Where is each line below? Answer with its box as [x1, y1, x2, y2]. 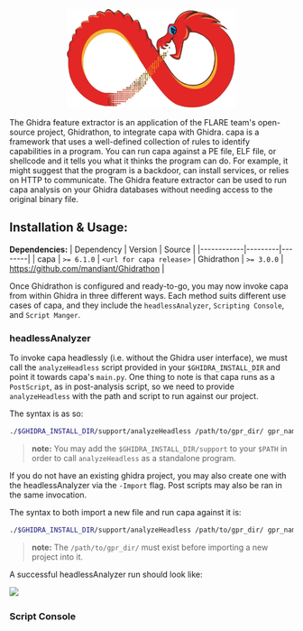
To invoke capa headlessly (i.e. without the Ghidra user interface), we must [9, 352, 289, 364]
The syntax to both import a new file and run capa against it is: [9, 506, 242, 517]
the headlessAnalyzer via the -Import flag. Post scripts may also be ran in [9, 479, 282, 490]
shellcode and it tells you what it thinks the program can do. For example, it [9, 155, 289, 166]
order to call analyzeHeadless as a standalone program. [31, 452, 236, 463]
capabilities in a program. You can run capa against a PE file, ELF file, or [9, 146, 277, 156]
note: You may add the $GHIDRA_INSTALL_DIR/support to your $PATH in [31, 442, 288, 454]
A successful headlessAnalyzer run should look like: [9, 569, 203, 580]
